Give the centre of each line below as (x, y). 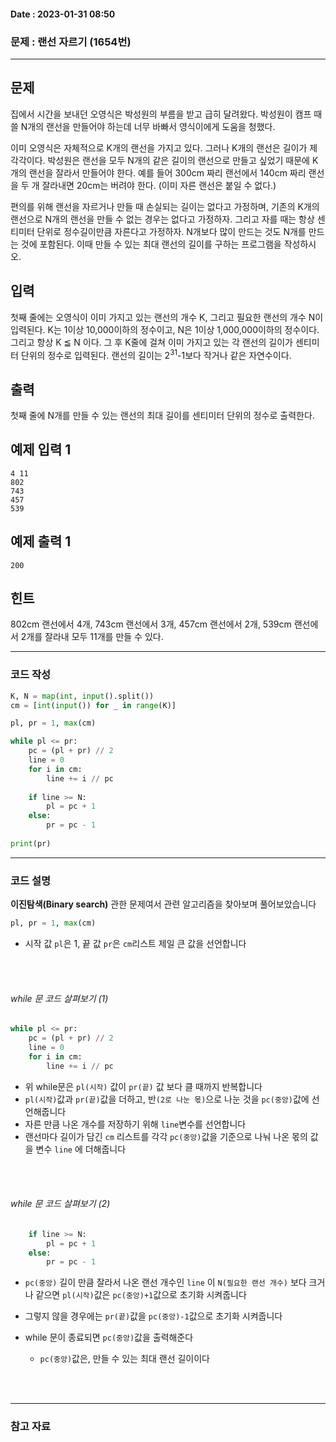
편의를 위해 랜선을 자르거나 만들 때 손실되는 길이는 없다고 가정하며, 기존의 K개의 (165, 206)
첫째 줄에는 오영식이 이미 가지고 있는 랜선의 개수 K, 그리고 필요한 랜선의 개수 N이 (167, 317)
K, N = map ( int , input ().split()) (82, 696)
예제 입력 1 (41, 450)
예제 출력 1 (41, 541)
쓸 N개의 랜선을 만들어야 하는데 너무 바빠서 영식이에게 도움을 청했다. (143, 126)
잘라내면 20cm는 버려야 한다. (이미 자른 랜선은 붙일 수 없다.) (159, 185)
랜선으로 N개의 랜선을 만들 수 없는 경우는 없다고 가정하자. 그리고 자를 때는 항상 (162, 219)
